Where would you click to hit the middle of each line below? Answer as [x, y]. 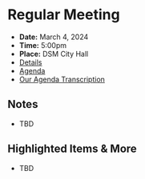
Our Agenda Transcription [62, 79]
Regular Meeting [64, 15]
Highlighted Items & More [72, 149]
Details [30, 62]
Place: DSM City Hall [54, 54]
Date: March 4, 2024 [54, 37]
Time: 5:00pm [43, 45]
